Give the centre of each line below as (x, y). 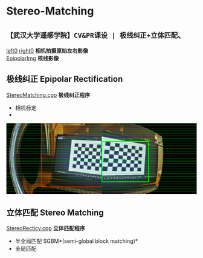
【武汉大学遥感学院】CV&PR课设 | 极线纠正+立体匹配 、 (96, 35)
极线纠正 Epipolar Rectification (65, 79)
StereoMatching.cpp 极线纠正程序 (48, 94)
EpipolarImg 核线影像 (33, 58)
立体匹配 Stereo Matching (55, 212)
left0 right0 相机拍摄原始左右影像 (47, 51)
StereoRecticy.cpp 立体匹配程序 (46, 228)
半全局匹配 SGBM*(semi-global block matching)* (76, 241)
